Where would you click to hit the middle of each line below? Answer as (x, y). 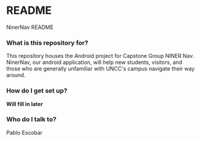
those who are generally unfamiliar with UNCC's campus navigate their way (100, 69)
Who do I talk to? (31, 119)
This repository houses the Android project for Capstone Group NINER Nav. (100, 56)
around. (16, 75)
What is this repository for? (48, 43)
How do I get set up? (37, 91)
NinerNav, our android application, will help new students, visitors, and (94, 62)
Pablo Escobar (25, 133)
